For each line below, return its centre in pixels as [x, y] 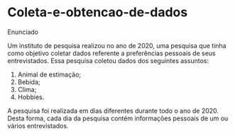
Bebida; [29, 81]
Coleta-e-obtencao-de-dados [98, 12]
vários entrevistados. [38, 125]
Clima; [27, 89]
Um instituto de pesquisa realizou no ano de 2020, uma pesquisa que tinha [117, 45]
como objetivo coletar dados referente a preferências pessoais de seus [112, 53]
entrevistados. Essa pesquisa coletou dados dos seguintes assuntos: [108, 60]
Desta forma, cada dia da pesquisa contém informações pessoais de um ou [118, 118]
